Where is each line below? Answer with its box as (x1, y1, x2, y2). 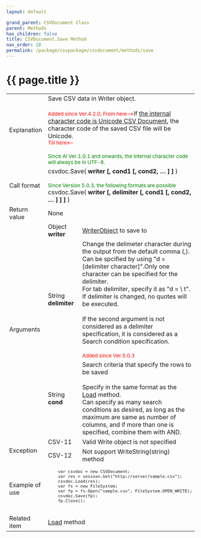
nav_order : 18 (6, 42, 42, 48)
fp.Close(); (57, 498, 86, 504)
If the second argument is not (82, 314, 165, 323)
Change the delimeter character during (82, 239, 191, 248)
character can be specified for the (82, 269, 178, 278)
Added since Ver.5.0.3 (82, 352, 135, 359)
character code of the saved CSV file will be (47, 124, 172, 133)
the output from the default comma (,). (82, 247, 190, 256)
